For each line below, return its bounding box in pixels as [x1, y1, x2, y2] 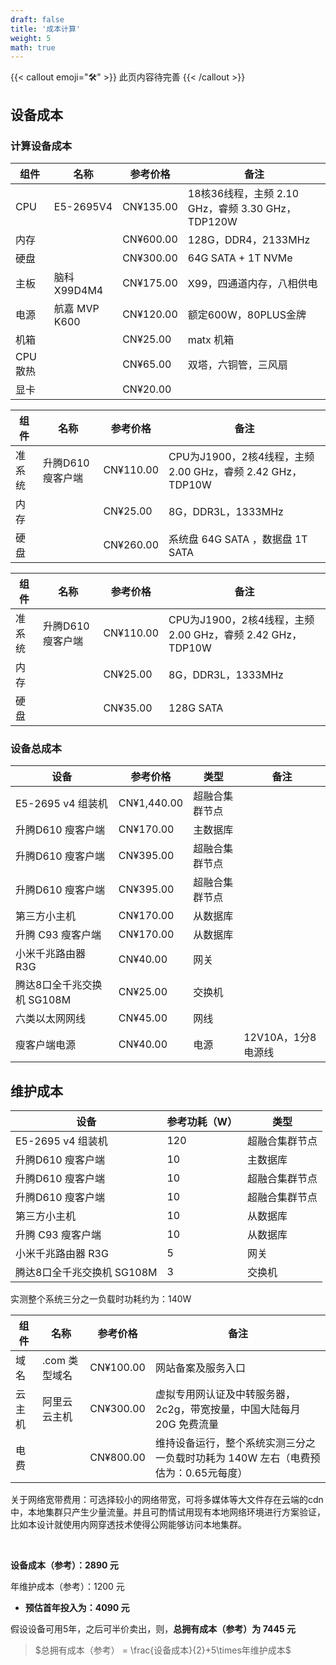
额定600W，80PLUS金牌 [187, 307, 307, 321]
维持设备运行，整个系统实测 [154, 1436, 286, 1450]
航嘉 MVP [53, 301, 100, 315]
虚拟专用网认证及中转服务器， [154, 1387, 296, 1401]
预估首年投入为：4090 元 [24, 1602, 130, 1614]
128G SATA [168, 701, 224, 715]
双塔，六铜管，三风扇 [187, 357, 288, 371]
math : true [10, 42, 56, 53]
